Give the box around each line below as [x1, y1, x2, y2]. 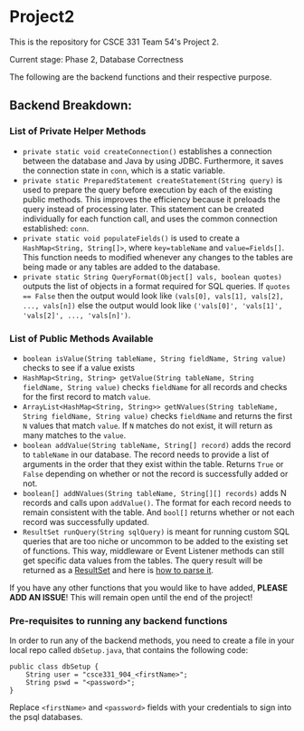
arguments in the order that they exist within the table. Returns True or [22, 458, 284, 469]
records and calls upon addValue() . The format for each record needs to [22, 497, 292, 508]
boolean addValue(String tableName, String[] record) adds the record [22, 439, 291, 450]
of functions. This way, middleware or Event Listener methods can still [22, 545, 285, 556]
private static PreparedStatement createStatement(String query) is [22, 174, 283, 185]
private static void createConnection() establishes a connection [22, 145, 272, 156]
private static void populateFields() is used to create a [22, 232, 240, 243]
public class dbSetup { [9, 662, 100, 672]
